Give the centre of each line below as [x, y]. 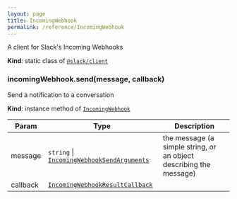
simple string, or [189, 147]
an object [178, 155]
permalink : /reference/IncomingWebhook [66, 27]
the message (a [188, 137]
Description [195, 126]
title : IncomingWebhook [42, 21]
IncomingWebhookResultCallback [101, 184]
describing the [187, 164]
